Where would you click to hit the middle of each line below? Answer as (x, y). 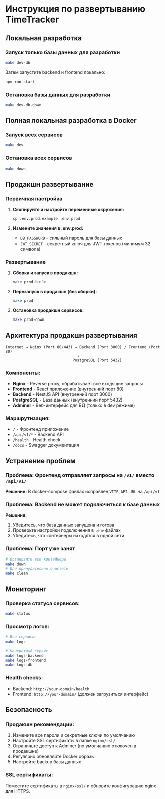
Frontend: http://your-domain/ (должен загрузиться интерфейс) (80, 694)
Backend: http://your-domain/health (51, 689)
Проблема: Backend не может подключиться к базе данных (83, 505)
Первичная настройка (34, 198)
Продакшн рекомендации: (40, 724)
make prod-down (28, 320)
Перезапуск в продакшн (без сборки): (55, 292)
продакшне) (26, 751)
